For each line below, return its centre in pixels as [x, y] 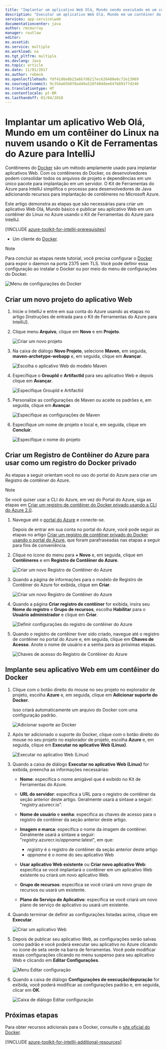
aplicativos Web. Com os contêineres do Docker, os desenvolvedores [76, 173]
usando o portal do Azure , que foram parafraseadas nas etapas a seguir [86, 540]
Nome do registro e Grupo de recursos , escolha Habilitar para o [79, 609]
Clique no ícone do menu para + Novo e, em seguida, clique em [78, 555]
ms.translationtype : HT [30, 88]
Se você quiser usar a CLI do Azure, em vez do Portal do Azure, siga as [78, 499]
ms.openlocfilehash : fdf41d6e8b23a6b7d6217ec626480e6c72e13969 [72, 79]
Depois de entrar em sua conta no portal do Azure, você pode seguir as [86, 529]
